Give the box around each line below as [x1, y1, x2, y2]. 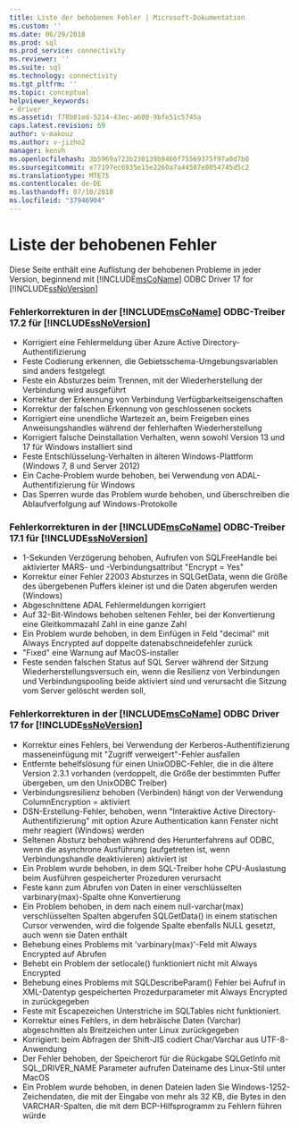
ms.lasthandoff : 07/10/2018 [9, 188, 114, 197]
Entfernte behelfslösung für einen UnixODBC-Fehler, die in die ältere [21, 758, 274, 769]
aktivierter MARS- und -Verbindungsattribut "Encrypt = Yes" [21, 562, 244, 572]
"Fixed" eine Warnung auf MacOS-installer [21, 648, 179, 658]
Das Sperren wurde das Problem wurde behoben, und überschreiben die [21, 489, 290, 500]
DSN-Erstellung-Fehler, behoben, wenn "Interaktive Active [21, 806, 237, 817]
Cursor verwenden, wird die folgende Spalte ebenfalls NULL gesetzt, [21, 920, 276, 930]
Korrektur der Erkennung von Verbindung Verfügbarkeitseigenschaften [21, 394, 284, 405]
